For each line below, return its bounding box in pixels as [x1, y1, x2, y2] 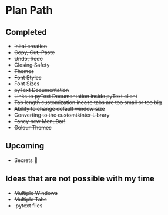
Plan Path [5, 4, 53, 17]
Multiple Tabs [14, 196, 48, 203]
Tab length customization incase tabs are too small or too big [14, 99, 162, 106]
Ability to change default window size [14, 105, 105, 112]
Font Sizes [14, 80, 40, 87]
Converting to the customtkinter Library [14, 111, 110, 118]
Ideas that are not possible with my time [5, 174, 155, 184]
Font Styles [14, 74, 42, 81]
